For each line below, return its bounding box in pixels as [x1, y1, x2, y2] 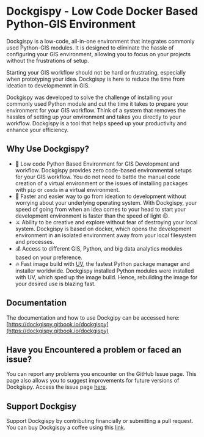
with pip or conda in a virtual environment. [15, 186, 120, 193]
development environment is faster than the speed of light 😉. [15, 212, 170, 219]
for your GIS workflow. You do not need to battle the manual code [15, 173, 180, 180]
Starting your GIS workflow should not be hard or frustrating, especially [6, 68, 186, 76]
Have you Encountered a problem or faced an [6, 344, 182, 355]
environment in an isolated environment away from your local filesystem [15, 231, 197, 239]
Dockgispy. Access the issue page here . [6, 383, 107, 391]
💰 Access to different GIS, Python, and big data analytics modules [15, 244, 183, 252]
